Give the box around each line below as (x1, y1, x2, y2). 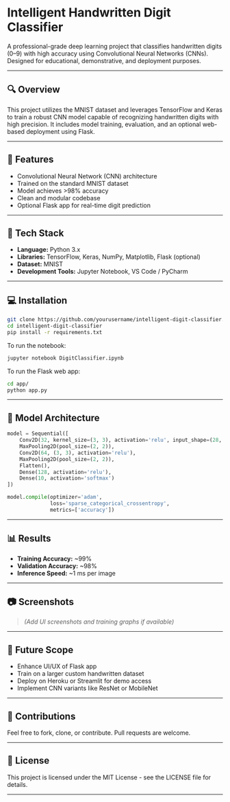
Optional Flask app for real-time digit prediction (16, 201, 151, 209)
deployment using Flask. (26, 127, 96, 135)
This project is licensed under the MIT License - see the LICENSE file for (7, 773, 211, 781)
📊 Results (7, 533, 51, 545)
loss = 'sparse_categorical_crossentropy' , (50, 500, 170, 507)
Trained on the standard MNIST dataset (16, 179, 129, 187)
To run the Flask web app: (7, 367, 81, 375)
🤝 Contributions (7, 710, 76, 722)
